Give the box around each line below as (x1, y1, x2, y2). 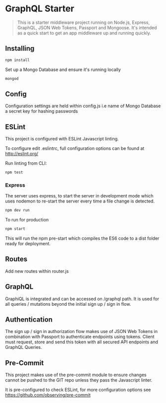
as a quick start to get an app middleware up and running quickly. (17, 30, 151, 36)
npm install (5, 58, 30, 63)
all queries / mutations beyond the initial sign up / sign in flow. (5, 301, 131, 307)
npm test (5, 170, 23, 175)
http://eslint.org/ (5, 151, 39, 157)
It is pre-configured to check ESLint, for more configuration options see (5, 387, 151, 393)
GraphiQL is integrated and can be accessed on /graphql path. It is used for (5, 296, 160, 302)
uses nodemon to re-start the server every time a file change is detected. (5, 198, 155, 204)
